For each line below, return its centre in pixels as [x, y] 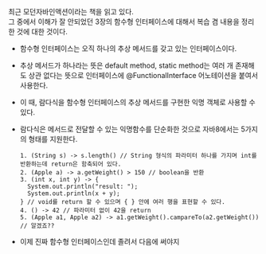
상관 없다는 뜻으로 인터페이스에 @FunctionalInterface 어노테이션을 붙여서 [143, 75]
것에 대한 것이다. [42, 31]
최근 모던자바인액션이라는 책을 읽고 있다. [71, 12]
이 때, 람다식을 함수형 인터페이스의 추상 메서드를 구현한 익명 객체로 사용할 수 [138, 102]
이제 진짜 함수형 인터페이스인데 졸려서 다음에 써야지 [100, 242]
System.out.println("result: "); [83, 186]
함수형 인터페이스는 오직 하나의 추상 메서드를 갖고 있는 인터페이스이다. [128, 49]
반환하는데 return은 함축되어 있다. [70, 164]
